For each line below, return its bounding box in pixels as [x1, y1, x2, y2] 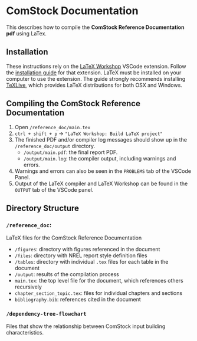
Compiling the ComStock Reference [6, 99, 140, 109]
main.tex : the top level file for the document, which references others [14, 277, 184, 284]
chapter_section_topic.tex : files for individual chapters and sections [14, 290, 183, 297]
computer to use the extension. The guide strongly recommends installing [6, 75, 186, 82]
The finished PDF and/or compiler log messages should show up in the [14, 136, 188, 143]
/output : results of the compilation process [14, 271, 119, 278]
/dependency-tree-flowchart [6, 311, 87, 317]
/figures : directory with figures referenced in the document [14, 246, 160, 253]
